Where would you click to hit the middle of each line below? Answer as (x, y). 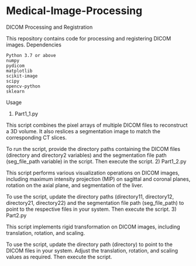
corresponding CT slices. (37, 137)
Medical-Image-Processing (74, 11)
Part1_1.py (26, 113)
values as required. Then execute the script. (59, 257)
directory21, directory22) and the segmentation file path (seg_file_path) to (95, 203)
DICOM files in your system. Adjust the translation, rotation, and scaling (92, 250)
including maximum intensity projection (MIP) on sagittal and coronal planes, (98, 179)
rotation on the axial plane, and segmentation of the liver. (75, 185)
